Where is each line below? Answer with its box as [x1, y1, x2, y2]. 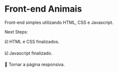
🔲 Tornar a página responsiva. [4, 61, 65, 67]
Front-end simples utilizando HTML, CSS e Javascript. [4, 19, 114, 25]
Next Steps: [4, 29, 28, 35]
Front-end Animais [4, 3, 82, 15]
